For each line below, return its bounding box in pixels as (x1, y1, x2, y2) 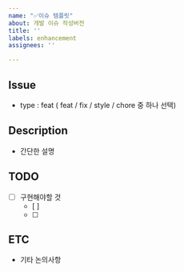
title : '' (8, 26, 42, 34)
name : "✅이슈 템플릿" (8, 11, 74, 20)
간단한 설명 (19, 146, 55, 156)
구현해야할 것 (19, 192, 62, 202)
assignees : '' (8, 42, 56, 50)
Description (8, 124, 68, 138)
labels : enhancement (8, 34, 78, 42)
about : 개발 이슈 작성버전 (8, 19, 85, 27)
